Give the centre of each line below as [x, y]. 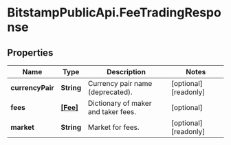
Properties [30, 53]
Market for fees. [114, 127]
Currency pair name [120, 83]
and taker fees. [112, 112]
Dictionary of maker [120, 103]
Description [126, 72]
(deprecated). [110, 92]
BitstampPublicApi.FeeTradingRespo [114, 13]
